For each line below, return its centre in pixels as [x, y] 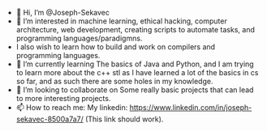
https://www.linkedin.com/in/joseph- [191, 108]
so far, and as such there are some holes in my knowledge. [114, 81]
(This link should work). [124, 119]
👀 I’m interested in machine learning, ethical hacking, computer [121, 21]
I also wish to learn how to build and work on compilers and [116, 47]
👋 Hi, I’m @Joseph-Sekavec [62, 13]
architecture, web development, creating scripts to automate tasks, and [136, 30]
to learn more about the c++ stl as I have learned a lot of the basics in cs [137, 72]
